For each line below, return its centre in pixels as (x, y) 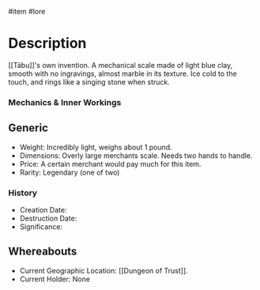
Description (47, 43)
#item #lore (27, 11)
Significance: (41, 226)
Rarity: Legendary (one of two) (70, 172)
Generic (28, 128)
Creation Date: (43, 209)
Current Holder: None (55, 279)
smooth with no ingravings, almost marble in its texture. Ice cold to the (122, 73)
